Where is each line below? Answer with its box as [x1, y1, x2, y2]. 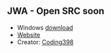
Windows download [16, 23, 73, 31]
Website [16, 31, 41, 39]
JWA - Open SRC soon [7, 5, 105, 17]
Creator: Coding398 [16, 37, 74, 46]
